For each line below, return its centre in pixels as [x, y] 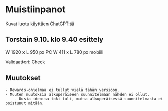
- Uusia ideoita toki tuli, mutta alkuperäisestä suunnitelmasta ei [89, 99]
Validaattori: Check [25, 62]
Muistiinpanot [35, 9]
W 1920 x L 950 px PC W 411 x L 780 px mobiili [54, 52]
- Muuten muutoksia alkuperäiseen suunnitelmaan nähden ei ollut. [77, 94]
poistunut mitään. [25, 103]
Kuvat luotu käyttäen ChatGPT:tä [40, 24]
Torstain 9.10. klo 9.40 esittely [54, 40]
